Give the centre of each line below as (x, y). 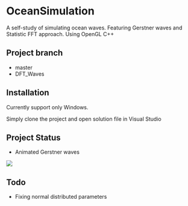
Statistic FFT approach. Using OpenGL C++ (60, 34)
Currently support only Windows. (47, 107)
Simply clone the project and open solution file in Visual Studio (84, 119)
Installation (28, 93)
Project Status (34, 137)
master (24, 67)
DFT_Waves (30, 74)
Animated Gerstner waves (47, 152)
